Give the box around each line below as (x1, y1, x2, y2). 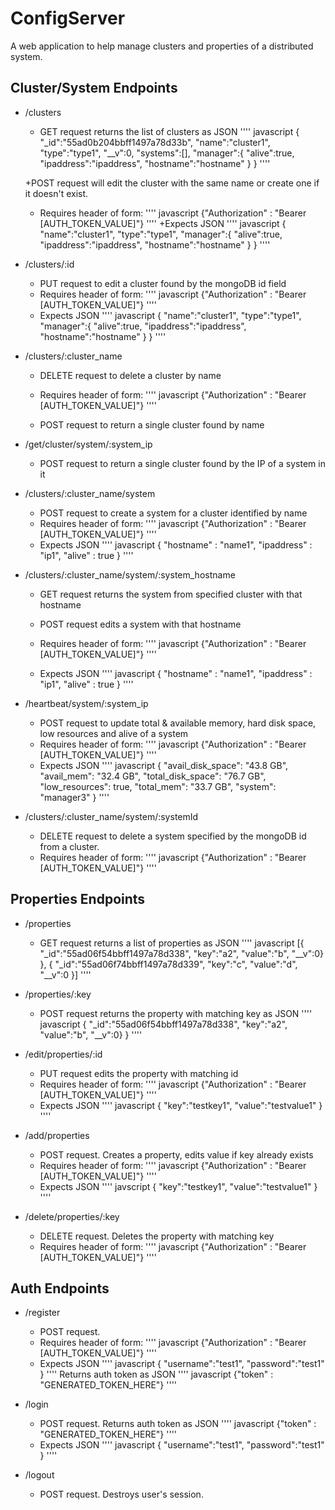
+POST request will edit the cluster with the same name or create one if (24, 177, 320, 189)
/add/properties (24, 1129, 90, 1141)
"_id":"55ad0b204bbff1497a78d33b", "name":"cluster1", (39, 136, 271, 148)
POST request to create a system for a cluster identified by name (39, 507, 308, 519)
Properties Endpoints (10, 891, 146, 908)
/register (24, 1307, 61, 1319)
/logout (24, 1469, 55, 1481)
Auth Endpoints (10, 1280, 110, 1297)
